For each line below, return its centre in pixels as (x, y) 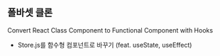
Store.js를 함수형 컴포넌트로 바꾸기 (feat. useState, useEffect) (105, 45)
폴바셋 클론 (30, 13)
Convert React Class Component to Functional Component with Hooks (110, 30)
